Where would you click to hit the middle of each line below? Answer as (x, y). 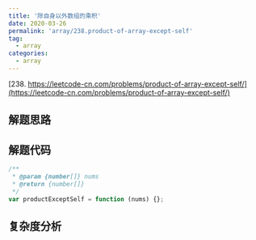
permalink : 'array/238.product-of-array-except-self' (101, 31)
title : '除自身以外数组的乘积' (55, 16)
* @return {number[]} (48, 184)
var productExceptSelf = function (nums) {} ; (86, 199)
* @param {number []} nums (55, 176)
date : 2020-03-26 (38, 23)
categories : (28, 53)
